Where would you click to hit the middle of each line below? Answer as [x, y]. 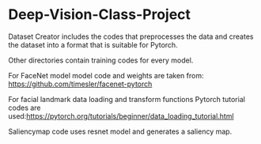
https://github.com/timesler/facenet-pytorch [80, 84]
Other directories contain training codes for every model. [101, 60]
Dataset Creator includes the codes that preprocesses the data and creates [131, 36]
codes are [25, 108]
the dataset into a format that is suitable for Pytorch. [93, 44]
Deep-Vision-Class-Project [100, 15]
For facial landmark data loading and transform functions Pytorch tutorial [127, 99]
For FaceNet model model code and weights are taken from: [106, 75]
